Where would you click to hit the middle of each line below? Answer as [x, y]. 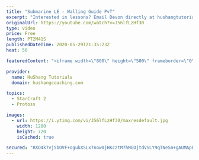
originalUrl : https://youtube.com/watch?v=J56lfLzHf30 [75, 23]
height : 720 [31, 132]
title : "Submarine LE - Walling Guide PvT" [61, 12]
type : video [21, 28]
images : [16, 115]
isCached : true [36, 137]
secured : [17, 148]
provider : [18, 72]
